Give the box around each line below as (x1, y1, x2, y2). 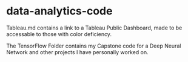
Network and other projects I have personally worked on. (6, 48, 149, 55)
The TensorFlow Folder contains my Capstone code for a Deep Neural (6, 42, 181, 49)
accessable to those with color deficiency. (6, 30, 112, 37)
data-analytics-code (6, 4, 113, 18)
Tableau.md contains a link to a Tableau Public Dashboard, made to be (6, 24, 183, 31)
